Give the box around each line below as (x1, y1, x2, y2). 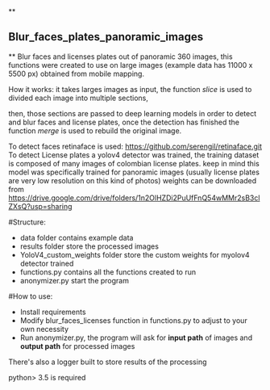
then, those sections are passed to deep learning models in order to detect (8, 108, 256, 118)
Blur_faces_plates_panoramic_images (8, 30, 204, 44)
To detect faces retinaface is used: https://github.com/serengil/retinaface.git (8, 141, 263, 151)
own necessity (19, 324, 69, 333)
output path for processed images (19, 341, 135, 350)
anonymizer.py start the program (19, 275, 129, 285)
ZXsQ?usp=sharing (8, 201, 73, 211)
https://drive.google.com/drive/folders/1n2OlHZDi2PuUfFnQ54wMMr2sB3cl (8, 193, 260, 203)
